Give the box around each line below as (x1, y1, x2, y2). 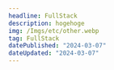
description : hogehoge (8, 19, 85, 27)
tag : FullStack (8, 34, 60, 43)
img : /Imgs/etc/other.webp (8, 27, 99, 35)
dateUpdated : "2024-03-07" (8, 49, 99, 57)
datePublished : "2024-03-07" (8, 42, 107, 50)
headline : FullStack (8, 11, 78, 20)
